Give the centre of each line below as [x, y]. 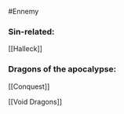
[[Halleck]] [26, 49]
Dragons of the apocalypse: [62, 69]
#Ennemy [24, 11]
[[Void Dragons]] [35, 101]
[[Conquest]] [29, 86]
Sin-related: [31, 31]
